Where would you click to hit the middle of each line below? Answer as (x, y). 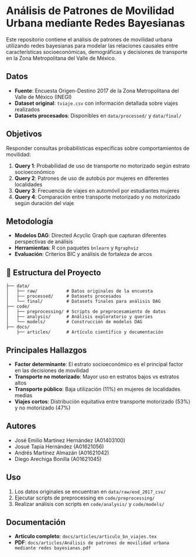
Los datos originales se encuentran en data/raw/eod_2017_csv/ (90, 491)
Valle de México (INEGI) (43, 97)
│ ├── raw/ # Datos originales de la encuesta (80, 291)
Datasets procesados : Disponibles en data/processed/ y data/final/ (98, 115)
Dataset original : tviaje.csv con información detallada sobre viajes (96, 103)
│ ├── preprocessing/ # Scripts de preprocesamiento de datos (86, 312)
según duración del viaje (44, 203)
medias (23, 395)
